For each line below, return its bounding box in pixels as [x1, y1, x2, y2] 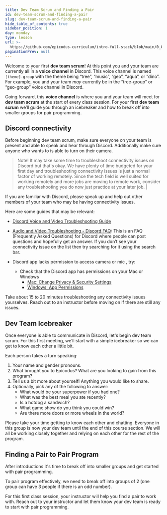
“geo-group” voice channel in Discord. [5, 84, 83, 90]
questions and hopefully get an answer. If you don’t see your [12, 239, 137, 245]
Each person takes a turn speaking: [5, 353, 78, 359]
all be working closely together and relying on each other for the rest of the [5, 430, 159, 437]
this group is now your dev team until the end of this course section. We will [5, 425, 161, 431]
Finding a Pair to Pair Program [5, 450, 99, 459]
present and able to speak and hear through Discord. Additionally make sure [5, 143, 162, 149]
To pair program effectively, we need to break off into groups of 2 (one [5, 478, 150, 484]
